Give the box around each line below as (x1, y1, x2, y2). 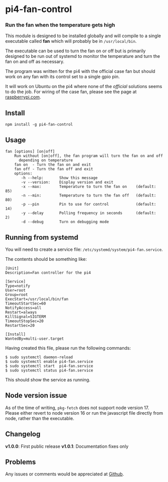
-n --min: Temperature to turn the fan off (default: (21, 193, 156, 198)
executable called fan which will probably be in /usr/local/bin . (5, 38, 137, 44)
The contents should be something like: (5, 256, 87, 262)
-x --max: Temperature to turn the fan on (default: (21, 184, 156, 189)
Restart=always (5, 310, 37, 315)
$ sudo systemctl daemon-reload (5, 354, 73, 360)
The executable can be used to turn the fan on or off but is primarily (5, 48, 146, 54)
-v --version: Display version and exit (21, 180, 114, 185)
